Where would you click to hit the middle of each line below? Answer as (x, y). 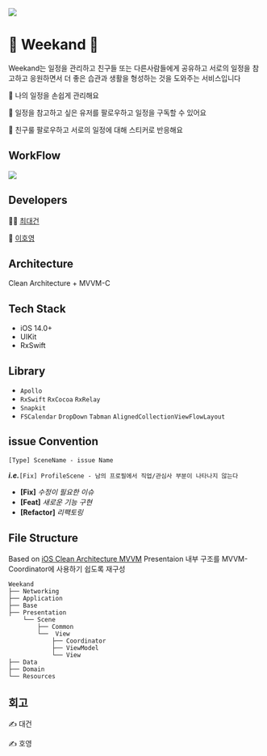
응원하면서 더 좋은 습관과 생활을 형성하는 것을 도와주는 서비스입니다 (135, 78)
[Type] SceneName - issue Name (61, 460)
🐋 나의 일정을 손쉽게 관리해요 (54, 95)
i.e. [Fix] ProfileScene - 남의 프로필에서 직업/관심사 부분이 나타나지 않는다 (123, 475)
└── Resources (32, 676)
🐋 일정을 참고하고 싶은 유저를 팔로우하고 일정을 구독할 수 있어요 (108, 113)
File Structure (43, 538)
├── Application (35, 598)
